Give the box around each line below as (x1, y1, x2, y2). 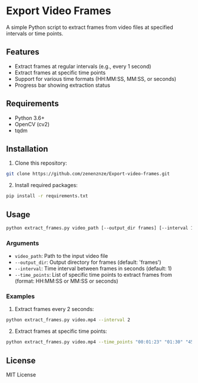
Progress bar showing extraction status (14, 81, 111, 89)
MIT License (6, 371, 37, 378)
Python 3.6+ (14, 114, 45, 122)
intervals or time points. (6, 30, 64, 37)
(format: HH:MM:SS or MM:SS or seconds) (14, 277, 119, 284)
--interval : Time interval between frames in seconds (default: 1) (14, 265, 172, 272)
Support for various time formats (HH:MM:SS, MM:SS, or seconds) (14, 75, 177, 82)
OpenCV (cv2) (14, 120, 50, 127)
